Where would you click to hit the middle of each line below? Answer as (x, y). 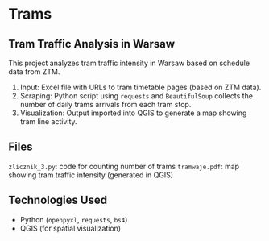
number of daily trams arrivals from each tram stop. (106, 104)
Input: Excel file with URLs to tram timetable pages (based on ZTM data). (141, 87)
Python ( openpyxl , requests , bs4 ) (74, 219)
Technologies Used (58, 200)
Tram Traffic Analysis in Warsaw (92, 44)
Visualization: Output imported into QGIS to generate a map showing (133, 113)
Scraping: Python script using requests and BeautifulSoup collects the (137, 96)
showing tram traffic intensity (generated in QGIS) (91, 175)
